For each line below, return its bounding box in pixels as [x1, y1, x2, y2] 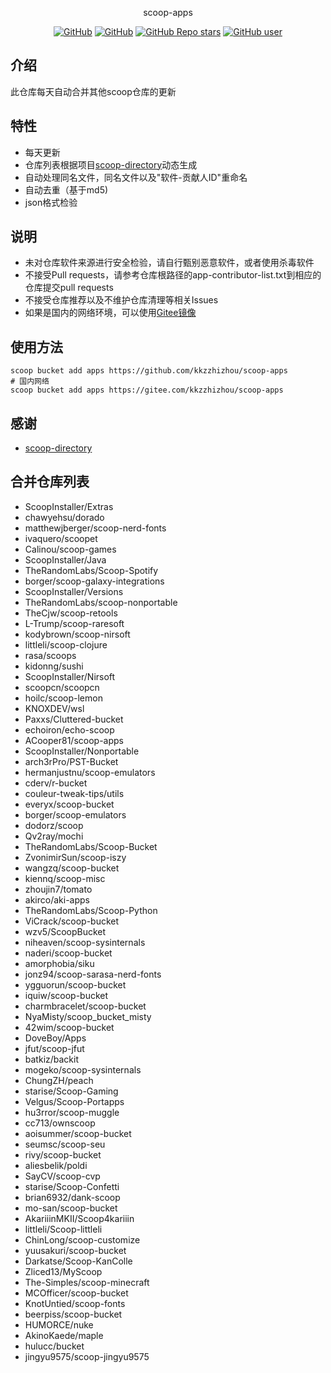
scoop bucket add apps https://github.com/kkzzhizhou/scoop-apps [10, 366, 288, 376]
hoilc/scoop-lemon [24, 692, 103, 704]
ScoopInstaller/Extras [24, 500, 114, 512]
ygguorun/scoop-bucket [24, 978, 127, 991]
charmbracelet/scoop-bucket [24, 1000, 147, 1012]
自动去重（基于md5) [24, 183, 109, 196]
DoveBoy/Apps [24, 1032, 87, 1044]
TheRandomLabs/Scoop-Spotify [24, 564, 159, 576]
